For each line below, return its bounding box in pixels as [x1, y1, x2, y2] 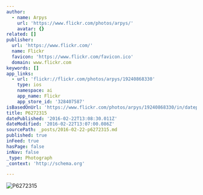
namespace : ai [17, 88, 53, 94]
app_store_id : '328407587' [17, 98, 85, 104]
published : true [6, 132, 47, 139]
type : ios [17, 82, 42, 88]
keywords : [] [6, 65, 39, 71]
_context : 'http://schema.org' [6, 161, 85, 167]
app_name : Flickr [17, 93, 61, 99]
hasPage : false [6, 143, 45, 150]
